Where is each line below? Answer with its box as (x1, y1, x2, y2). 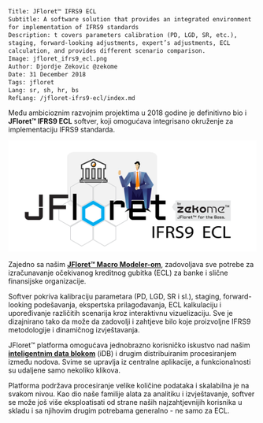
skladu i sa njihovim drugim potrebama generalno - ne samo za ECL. (8, 406, 230, 415)
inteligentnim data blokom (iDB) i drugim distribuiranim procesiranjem (8, 348, 237, 358)
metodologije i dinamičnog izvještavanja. (8, 325, 140, 334)
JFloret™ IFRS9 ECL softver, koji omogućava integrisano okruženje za (8, 117, 234, 125)
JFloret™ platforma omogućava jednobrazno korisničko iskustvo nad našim (8, 340, 250, 350)
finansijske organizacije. (8, 276, 87, 286)
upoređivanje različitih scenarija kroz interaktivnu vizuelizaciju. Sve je (8, 308, 234, 317)
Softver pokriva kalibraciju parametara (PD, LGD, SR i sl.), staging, (8, 291, 222, 301)
